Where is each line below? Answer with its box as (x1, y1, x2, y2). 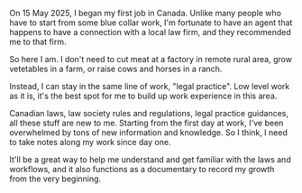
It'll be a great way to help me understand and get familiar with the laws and (9, 154, 291, 165)
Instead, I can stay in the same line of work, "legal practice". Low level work (9, 81, 290, 91)
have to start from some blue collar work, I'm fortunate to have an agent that (9, 17, 293, 28)
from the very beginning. (9, 173, 102, 184)
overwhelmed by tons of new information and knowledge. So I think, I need (9, 127, 288, 138)
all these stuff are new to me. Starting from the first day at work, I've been (9, 117, 284, 128)
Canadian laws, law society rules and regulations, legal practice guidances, (9, 108, 288, 118)
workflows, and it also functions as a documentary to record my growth (9, 164, 275, 174)
